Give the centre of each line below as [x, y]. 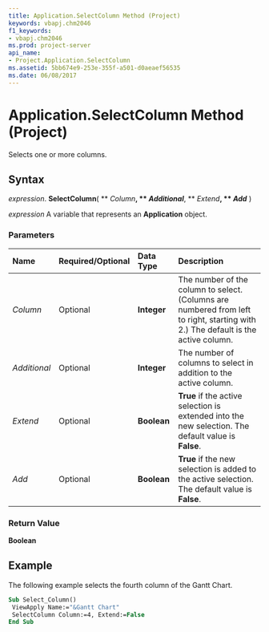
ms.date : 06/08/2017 [43, 75]
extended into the [211, 415]
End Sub [21, 622]
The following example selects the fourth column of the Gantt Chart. [120, 585]
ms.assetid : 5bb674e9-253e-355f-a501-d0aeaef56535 [94, 68]
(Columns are [204, 299]
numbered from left [214, 310]
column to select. [210, 290]
